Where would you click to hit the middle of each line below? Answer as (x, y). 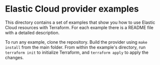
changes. (14, 57)
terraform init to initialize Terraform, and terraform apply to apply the (77, 52)
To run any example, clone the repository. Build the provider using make (76, 42)
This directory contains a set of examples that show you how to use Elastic (80, 22)
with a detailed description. (32, 32)
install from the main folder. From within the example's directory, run (75, 47)
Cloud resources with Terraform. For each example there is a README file (79, 27)
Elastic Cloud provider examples (72, 9)
